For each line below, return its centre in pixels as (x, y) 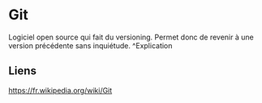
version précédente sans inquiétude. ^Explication (90, 45)
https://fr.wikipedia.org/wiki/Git (60, 90)
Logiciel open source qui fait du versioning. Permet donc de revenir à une (131, 37)
